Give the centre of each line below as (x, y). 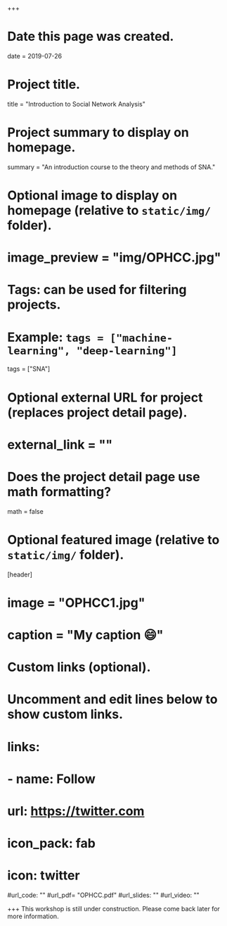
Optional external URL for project (105, 397)
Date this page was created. (91, 37)
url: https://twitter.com (76, 811)
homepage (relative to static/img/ (109, 210)
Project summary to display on (98, 133)
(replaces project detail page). (97, 412)
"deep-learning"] (127, 351)
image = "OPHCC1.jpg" (76, 603)
